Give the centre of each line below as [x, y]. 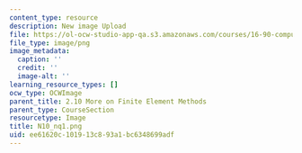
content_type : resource [54, 18]
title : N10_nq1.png [46, 127]
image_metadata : [40, 51]
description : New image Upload [68, 26]
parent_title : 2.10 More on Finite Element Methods [108, 101]
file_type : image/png [50, 43]
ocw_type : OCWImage [46, 93]
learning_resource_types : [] [64, 85]
